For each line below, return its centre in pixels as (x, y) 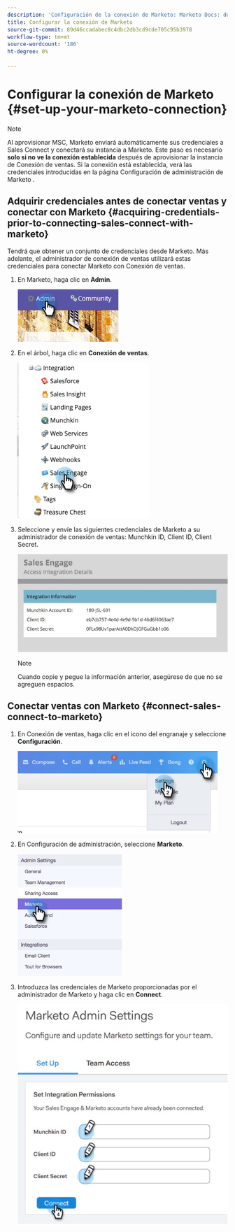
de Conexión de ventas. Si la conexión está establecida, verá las (100, 164)
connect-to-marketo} (55, 717)
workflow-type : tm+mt (39, 37)
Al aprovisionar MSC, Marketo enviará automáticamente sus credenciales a (115, 142)
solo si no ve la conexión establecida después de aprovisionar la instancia (115, 157)
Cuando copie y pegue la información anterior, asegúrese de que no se (120, 676)
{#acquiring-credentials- (164, 212)
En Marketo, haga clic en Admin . (64, 279)
